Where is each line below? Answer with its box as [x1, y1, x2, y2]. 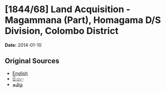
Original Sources [5, 57, 59, 66]
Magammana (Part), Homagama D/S [5, 14, 161, 26]
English [12, 70, 28, 76]
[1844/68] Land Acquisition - [5, 4, 131, 15]
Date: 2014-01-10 [5, 42, 42, 48]
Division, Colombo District [5, 25, 119, 37]
